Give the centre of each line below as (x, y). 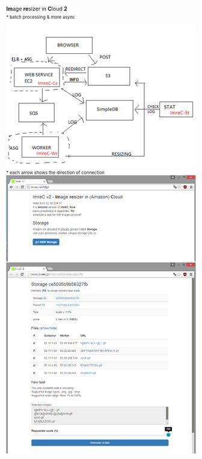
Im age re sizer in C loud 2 (37, 9)
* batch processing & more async (41, 17)
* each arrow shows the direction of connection (56, 172)
